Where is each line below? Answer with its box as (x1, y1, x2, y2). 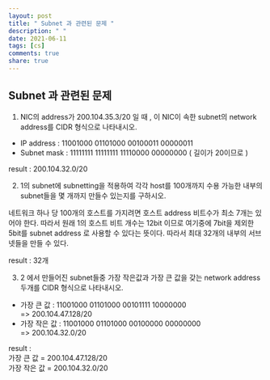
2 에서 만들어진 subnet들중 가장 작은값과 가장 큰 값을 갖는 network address (19, 272, 261, 282)
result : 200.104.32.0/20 (8, 163, 88, 174)
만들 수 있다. (29, 238, 69, 247)
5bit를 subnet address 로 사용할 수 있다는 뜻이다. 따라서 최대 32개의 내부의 (8, 228, 247, 238)
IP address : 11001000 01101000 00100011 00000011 (19, 138, 194, 148)
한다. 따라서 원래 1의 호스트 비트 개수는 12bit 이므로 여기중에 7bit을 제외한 (23, 217, 255, 227)
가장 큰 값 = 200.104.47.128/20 (8, 353, 108, 362)
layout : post (8, 11, 53, 20)
